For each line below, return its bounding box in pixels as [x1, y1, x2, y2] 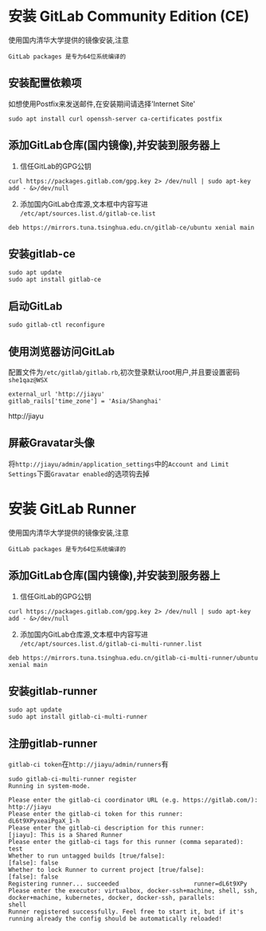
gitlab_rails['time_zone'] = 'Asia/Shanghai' [8, 397, 162, 405]
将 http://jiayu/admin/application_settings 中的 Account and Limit [8, 459, 229, 468]
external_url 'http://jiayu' [8, 390, 105, 398]
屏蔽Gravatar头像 [8, 436, 95, 450]
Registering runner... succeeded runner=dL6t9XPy [8, 880, 248, 888]
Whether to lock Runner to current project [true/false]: [8, 866, 205, 874]
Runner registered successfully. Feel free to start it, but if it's [8, 908, 244, 916]
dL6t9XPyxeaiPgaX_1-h [8, 817, 80, 826]
